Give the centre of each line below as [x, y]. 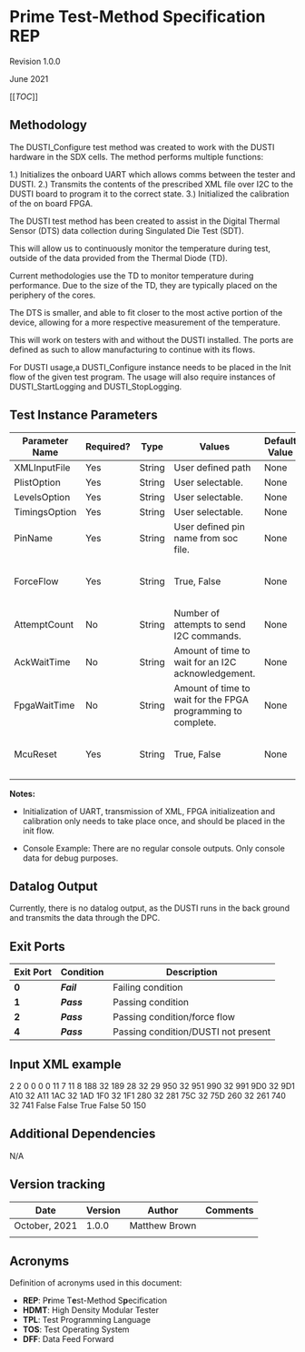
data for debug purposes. [70, 858]
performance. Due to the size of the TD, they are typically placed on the [144, 285]
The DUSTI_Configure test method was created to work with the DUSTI [142, 146]
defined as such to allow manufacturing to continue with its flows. [133, 349]
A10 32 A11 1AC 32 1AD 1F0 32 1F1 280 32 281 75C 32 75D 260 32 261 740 [148, 1095]
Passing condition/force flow [174, 1017]
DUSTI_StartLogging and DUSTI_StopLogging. [96, 386]
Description [192, 973]
